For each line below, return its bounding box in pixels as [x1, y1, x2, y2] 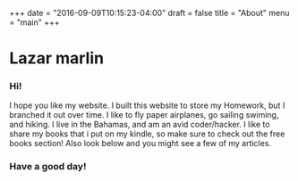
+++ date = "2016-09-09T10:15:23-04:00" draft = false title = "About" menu [9, 8, 290, 18]
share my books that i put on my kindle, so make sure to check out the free [9, 128, 285, 139]
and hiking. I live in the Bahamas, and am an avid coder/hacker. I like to [9, 119, 270, 130]
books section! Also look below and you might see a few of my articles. [9, 138, 271, 149]
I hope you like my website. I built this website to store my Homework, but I [9, 100, 285, 111]
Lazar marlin [9, 48, 105, 69]
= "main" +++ [9, 17, 60, 28]
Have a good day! [9, 160, 87, 173]
